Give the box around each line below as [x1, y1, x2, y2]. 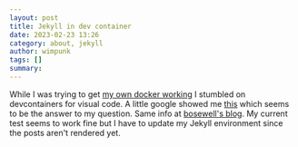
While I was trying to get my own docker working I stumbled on [9, 88, 246, 100]
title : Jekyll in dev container [9, 22, 132, 31]
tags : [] [9, 55, 43, 64]
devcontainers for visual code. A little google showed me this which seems [9, 98, 290, 109]
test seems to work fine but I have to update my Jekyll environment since [9, 117, 283, 128]
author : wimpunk [9, 47, 71, 56]
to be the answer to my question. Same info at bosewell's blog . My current [9, 108, 288, 119]
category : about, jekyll [9, 38, 104, 48]
